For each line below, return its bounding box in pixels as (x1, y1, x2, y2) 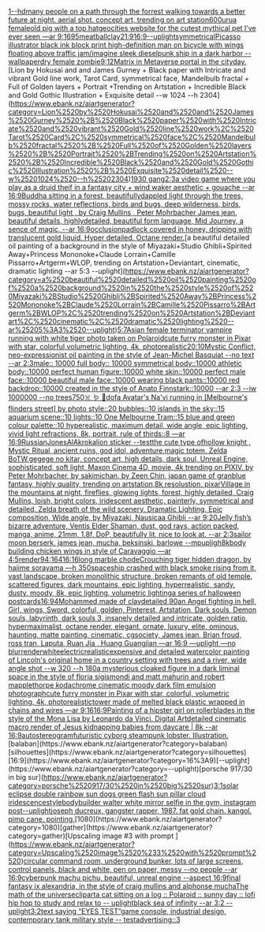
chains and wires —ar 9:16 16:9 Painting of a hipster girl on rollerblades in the (8, 706, 256, 714)
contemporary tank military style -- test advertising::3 (8, 915, 181, 924)
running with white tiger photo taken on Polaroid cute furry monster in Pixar (8, 334, 252, 342)
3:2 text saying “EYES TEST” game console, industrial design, (30, 907, 226, 915)
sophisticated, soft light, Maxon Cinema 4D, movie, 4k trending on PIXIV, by (8, 463, 254, 472)
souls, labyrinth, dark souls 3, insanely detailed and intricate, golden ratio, (8, 613, 248, 622)
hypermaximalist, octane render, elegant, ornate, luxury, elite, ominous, (8, 622, 239, 631)
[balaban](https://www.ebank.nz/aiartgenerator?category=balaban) (8, 739, 228, 748)
